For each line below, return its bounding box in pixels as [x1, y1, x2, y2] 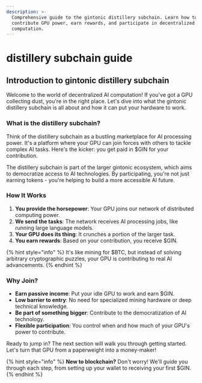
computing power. [14, 211, 60, 218]
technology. [14, 316, 45, 323]
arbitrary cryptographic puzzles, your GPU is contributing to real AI [6, 255, 173, 262]
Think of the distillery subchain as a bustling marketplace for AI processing [6, 133, 192, 140]
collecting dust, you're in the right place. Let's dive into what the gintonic [6, 97, 187, 105]
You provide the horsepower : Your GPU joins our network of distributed [14, 205, 194, 212]
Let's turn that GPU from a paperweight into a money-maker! [6, 346, 156, 354]
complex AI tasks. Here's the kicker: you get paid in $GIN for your [6, 146, 169, 153]
